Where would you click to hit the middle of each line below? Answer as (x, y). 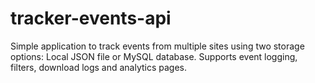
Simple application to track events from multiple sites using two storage (157, 46)
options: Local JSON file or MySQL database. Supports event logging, (154, 56)
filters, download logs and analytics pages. (99, 67)
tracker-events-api (91, 18)
